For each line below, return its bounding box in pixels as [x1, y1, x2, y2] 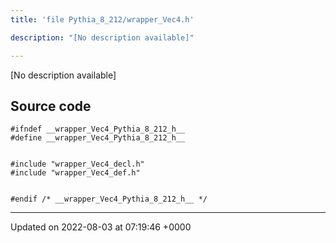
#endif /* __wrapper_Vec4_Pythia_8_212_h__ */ [10, 194, 208, 205]
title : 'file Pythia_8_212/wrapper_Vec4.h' [10, 14, 195, 25]
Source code [10, 97, 92, 115]
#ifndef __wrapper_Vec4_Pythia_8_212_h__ [10, 124, 186, 135]
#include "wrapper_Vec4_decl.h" [10, 159, 145, 170]
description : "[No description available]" [10, 32, 195, 43]
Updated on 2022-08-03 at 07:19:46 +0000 [10, 221, 192, 233]
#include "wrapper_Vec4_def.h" [10, 168, 141, 178]
